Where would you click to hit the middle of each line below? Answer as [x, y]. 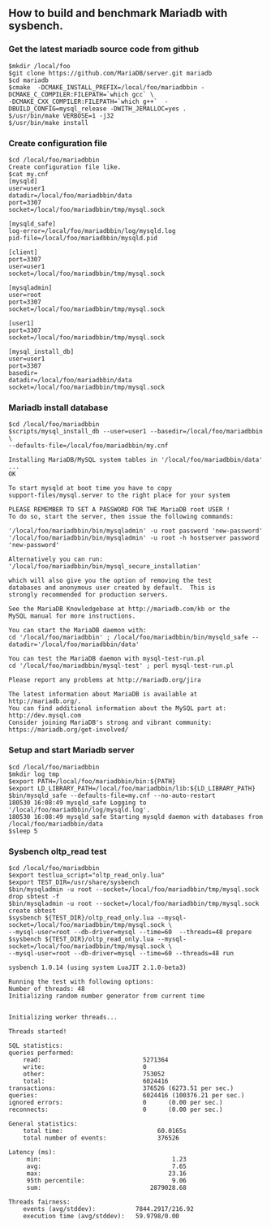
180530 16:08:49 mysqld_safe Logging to [78, 803]
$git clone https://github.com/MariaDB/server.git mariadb [110, 73]
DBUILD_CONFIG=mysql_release [58, 109]
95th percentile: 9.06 [106, 1180]
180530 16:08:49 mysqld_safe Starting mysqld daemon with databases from [136, 817]
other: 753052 [94, 1074]
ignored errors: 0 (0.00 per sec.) [116, 1102]
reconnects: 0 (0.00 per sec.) [116, 1110]
